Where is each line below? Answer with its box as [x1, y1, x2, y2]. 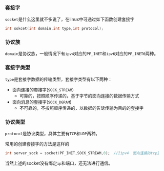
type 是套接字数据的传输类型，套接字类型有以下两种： [5, 76, 112, 82]
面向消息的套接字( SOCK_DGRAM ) [12, 99, 72, 105]
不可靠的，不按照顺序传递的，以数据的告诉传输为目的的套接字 [19, 105, 144, 111]
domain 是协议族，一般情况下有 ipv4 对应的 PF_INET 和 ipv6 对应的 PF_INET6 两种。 [5, 50, 159, 57]
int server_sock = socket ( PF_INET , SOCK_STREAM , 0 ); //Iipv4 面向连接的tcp [5, 151, 158, 156]
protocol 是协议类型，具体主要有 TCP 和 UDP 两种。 [5, 131, 100, 137]
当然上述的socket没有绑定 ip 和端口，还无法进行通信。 [5, 160, 113, 166]
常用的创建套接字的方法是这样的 [5, 141, 69, 147]
